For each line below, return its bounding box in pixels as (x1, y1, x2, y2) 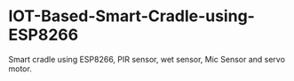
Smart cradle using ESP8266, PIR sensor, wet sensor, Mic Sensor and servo (8, 54, 286, 64)
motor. (8, 63, 32, 74)
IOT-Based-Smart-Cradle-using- (8, 6, 255, 26)
